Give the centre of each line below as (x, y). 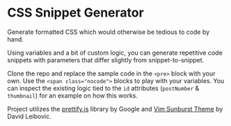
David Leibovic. (29, 116)
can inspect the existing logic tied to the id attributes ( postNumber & (103, 88)
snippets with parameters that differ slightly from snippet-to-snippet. (106, 60)
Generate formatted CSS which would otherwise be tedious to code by (109, 32)
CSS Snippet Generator (75, 13)
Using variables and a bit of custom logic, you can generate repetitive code (115, 53)
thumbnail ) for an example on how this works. (72, 96)
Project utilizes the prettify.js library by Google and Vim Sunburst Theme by (115, 109)
